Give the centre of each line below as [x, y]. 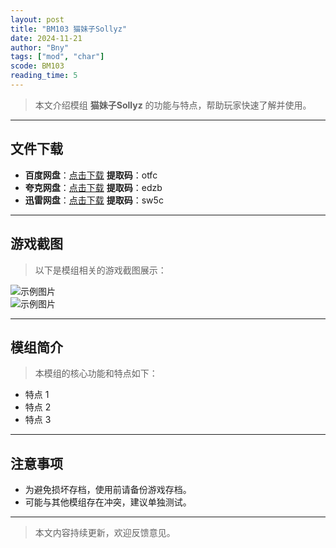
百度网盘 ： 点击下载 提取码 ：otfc [91, 175]
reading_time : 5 [44, 76]
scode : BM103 [37, 66]
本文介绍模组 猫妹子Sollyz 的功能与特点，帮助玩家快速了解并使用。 [173, 105]
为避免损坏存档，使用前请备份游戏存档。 [108, 490]
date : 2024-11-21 [46, 38]
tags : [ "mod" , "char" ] [57, 57]
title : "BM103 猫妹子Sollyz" [69, 29]
